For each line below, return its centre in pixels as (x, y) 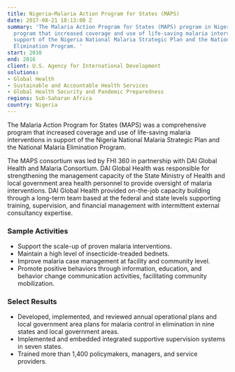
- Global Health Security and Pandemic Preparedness (86, 92)
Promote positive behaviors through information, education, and (109, 269)
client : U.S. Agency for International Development (84, 66)
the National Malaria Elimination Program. (67, 147)
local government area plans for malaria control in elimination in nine (116, 324)
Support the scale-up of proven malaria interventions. (95, 247)
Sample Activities (38, 230)
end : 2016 (22, 60)
